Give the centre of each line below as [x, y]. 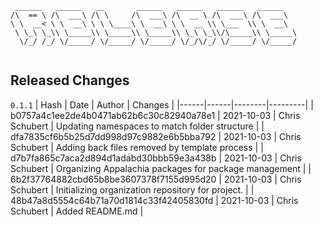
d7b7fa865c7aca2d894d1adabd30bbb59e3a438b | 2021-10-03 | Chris [156, 158]
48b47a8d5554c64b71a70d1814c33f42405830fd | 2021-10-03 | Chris [154, 200]
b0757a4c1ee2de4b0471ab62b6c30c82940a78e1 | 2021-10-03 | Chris [155, 115]
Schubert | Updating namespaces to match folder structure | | [137, 126]
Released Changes [70, 80]
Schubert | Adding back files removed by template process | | [137, 147]
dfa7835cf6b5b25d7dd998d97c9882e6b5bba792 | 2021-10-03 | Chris [156, 136]
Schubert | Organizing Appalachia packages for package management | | [161, 168]
